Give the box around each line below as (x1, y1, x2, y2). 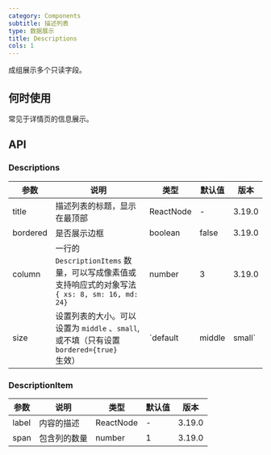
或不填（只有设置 (55, 335, 121, 346)
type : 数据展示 (8, 27, 55, 35)
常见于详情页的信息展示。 (8, 114, 94, 124)
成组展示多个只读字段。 (8, 65, 86, 75)
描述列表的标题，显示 (55, 200, 137, 211)
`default (148, 332, 179, 343)
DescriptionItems (55, 256, 123, 265)
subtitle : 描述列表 (8, 19, 69, 27)
